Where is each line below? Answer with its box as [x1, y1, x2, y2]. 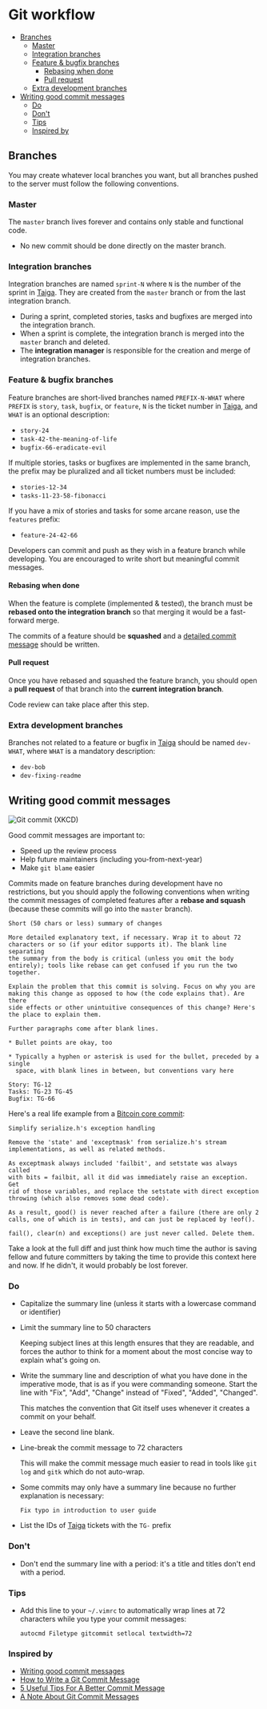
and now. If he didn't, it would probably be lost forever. [8, 1260, 189, 1271]
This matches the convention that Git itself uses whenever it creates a [19, 1404, 250, 1413]
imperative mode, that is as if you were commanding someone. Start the [19, 1380, 258, 1389]
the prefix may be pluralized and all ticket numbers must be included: [8, 466, 236, 476]
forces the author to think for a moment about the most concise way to [19, 1347, 253, 1356]
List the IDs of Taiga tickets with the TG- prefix [19, 1521, 172, 1530]
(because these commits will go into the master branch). [8, 904, 193, 914]
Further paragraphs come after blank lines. [8, 1025, 159, 1033]
